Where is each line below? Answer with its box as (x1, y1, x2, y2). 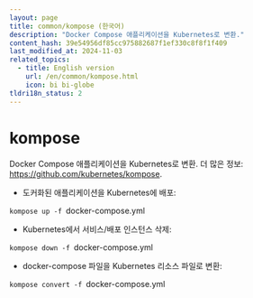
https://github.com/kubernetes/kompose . (9, 169, 163, 180)
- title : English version (17, 64, 115, 73)
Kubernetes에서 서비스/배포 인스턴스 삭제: (22, 224, 172, 235)
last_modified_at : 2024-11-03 (9, 47, 123, 56)
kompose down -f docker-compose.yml (9, 242, 153, 253)
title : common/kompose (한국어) (9, 22, 125, 31)
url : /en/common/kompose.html (25, 72, 140, 81)
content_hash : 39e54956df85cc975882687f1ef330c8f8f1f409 (9, 38, 228, 48)
